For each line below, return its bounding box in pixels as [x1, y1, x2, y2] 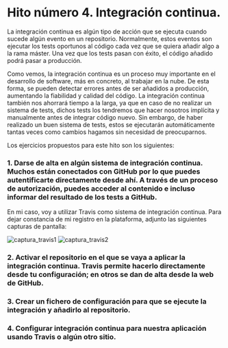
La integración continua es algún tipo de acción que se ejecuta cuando [7, 27, 207, 36]
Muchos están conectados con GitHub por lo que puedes [7, 166, 201, 176]
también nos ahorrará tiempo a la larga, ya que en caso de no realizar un [7, 98, 212, 107]
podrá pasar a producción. [7, 56, 82, 64]
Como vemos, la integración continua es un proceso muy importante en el [7, 70, 216, 78]
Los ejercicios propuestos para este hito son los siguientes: [7, 141, 175, 149]
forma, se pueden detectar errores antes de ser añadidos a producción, [7, 84, 210, 92]
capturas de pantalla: [7, 222, 67, 230]
